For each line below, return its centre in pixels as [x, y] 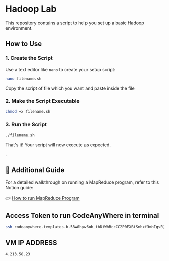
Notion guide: [19, 187]
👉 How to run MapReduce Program [43, 198]
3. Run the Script [26, 124]
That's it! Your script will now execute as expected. [58, 145]
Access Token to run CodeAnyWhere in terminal [82, 215]
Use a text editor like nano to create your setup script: [60, 69]
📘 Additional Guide [35, 170]
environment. [19, 28]
